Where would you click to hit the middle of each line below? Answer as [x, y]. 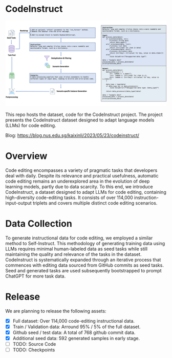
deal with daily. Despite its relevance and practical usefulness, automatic [82, 175]
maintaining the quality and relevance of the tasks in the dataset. [73, 254]
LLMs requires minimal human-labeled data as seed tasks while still [76, 249]
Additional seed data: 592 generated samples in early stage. [76, 338]
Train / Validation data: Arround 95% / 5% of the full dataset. [77, 327]
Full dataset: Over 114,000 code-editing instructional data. [73, 321]
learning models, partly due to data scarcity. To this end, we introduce [79, 186]
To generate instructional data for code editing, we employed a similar [79, 238]
